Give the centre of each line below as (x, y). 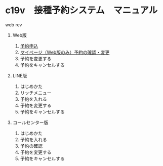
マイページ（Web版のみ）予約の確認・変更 (65, 52)
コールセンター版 (30, 122)
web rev (14, 25)
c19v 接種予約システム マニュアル (81, 10)
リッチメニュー (36, 93)
